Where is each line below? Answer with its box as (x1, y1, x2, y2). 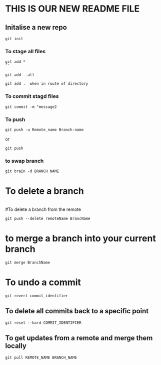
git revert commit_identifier (5, 293, 68, 298)
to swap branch (5, 157, 44, 164)
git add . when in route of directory (5, 81, 88, 86)
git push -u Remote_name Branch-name (5, 127, 84, 132)
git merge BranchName (5, 260, 50, 265)
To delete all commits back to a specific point (5, 307, 149, 315)
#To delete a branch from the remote (5, 206, 81, 212)
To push (5, 116, 25, 123)
